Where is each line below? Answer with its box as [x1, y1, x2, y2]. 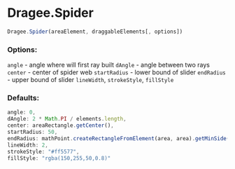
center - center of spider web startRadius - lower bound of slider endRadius [7, 68, 226, 76]
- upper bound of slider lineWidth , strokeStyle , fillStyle [7, 76, 174, 84]
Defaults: [7, 93, 40, 103]
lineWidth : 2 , [7, 142, 49, 149]
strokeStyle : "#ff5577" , [7, 148, 80, 155]
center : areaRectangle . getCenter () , [7, 122, 114, 129]
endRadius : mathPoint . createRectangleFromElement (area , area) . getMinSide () [7, 135, 233, 142]
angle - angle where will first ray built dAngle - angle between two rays [7, 61, 211, 69]
